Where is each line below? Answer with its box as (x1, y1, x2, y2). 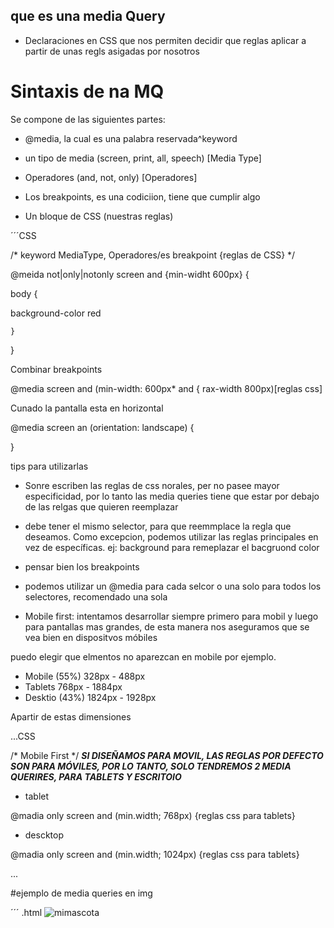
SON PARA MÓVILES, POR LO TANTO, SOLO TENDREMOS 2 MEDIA (10, 760, 292, 772)
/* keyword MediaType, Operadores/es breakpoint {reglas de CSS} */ (10, 249, 296, 261)
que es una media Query (10, 8, 166, 25)
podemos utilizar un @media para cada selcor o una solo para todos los (24, 580, 322, 592)
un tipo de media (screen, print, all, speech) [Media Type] (24, 152, 262, 164)
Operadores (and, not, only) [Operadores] (24, 171, 198, 183)
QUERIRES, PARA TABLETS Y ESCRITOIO (10, 770, 182, 783)
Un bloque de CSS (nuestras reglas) (24, 210, 174, 222)
